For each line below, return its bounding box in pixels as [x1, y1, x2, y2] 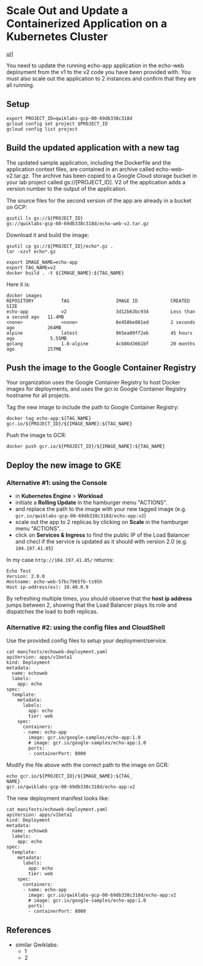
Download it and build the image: [6, 231, 90, 239]
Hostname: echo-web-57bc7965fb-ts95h [6, 579, 103, 585]
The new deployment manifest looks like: [6, 795, 110, 802]
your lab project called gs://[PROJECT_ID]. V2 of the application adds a [6, 178, 186, 185]
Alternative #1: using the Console [6, 478, 108, 487]
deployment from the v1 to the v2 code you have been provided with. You [6, 68, 191, 75]
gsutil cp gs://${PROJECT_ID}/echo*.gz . [6, 243, 114, 249]
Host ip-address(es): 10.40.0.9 [6, 584, 89, 591]
